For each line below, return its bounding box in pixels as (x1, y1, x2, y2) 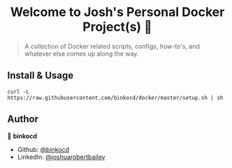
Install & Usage (7, 70, 74, 82)
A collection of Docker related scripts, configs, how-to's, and (24, 42, 201, 50)
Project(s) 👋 (82, 19, 152, 35)
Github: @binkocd (17, 145, 70, 153)
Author (7, 113, 38, 125)
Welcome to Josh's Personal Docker (10, 4, 225, 20)
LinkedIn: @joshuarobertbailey (17, 153, 106, 161)
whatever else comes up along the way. (24, 49, 139, 58)
